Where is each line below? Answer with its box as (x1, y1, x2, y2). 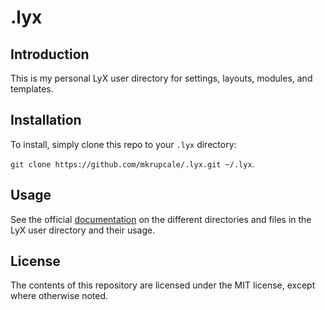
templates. (10, 83, 54, 95)
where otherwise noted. (10, 290, 109, 302)
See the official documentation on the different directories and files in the (10, 213, 312, 225)
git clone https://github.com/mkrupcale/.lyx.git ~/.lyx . (10, 157, 255, 170)
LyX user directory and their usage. (10, 224, 156, 236)
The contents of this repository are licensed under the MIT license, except (10, 279, 316, 291)
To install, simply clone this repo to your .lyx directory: (10, 138, 237, 150)
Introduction (10, 46, 90, 63)
